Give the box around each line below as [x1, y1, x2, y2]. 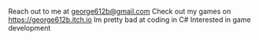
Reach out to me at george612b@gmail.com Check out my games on [8, 7, 231, 16]
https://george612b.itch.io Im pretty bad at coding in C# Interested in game [8, 15, 251, 24]
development [8, 24, 51, 32]
